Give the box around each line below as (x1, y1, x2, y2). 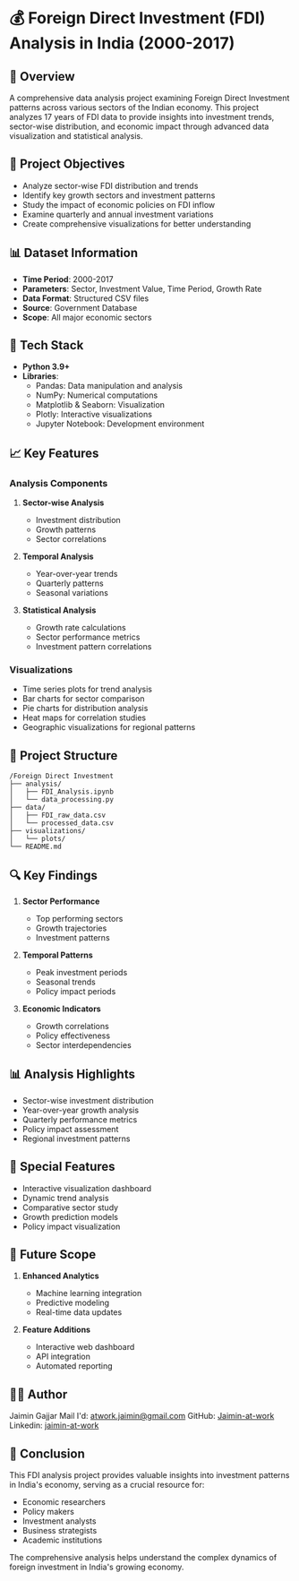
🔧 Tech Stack (9, 338, 84, 353)
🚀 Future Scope (9, 1247, 97, 1262)
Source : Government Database (21, 302, 138, 313)
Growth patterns (35, 524, 97, 535)
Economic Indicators (21, 1003, 101, 1014)
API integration (35, 1351, 91, 1362)
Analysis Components (9, 477, 108, 489)
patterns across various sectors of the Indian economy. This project (9, 102, 260, 113)
